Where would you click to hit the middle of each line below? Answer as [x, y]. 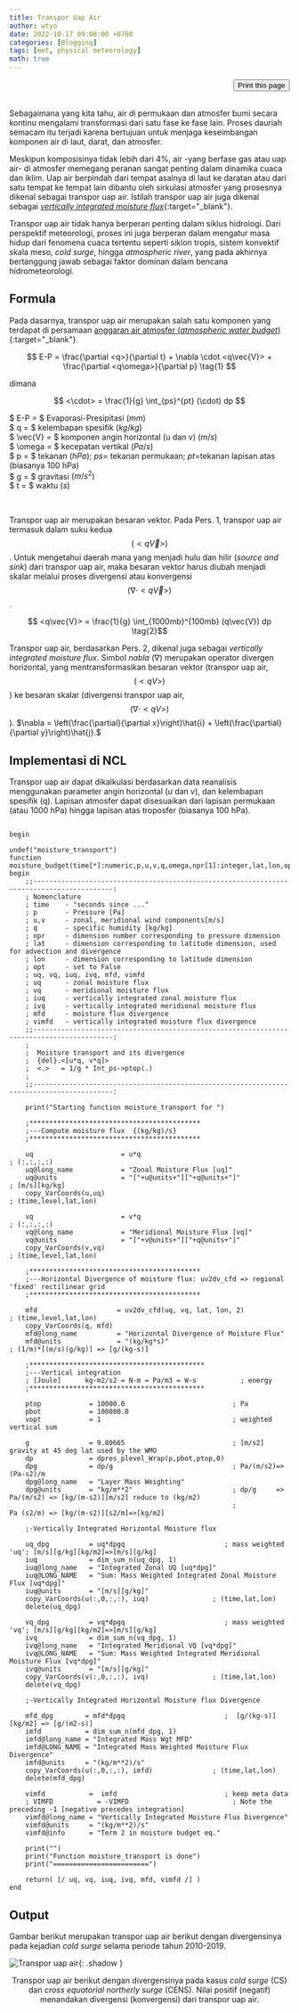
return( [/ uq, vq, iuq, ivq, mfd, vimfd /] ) [113, 1880]
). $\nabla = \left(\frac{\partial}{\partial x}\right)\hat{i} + [111, 723]
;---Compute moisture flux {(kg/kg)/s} [101, 1131]
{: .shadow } [101, 1963]
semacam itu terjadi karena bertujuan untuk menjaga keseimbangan [133, 132]
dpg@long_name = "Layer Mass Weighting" [105, 1482]
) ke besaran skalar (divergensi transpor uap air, [97, 695]
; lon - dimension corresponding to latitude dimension [139, 959]
